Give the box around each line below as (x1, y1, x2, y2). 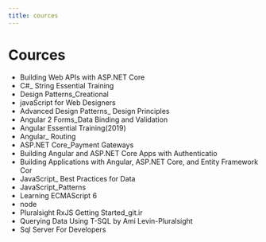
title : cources (8, 11, 59, 20)
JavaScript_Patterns (19, 182, 87, 192)
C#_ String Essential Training (19, 80, 114, 90)
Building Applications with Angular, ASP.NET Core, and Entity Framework (19, 157, 259, 166)
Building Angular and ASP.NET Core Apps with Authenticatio (19, 148, 218, 158)
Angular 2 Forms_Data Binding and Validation (19, 115, 168, 124)
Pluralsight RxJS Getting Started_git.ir (19, 208, 143, 217)
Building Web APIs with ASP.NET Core (19, 72, 145, 82)
